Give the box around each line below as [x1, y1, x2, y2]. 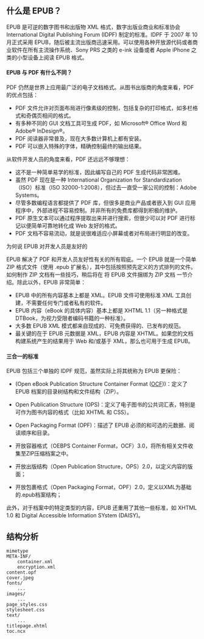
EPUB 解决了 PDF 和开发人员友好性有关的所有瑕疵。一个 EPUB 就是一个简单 [6, 256, 197, 263]
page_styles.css [6, 602, 47, 608]
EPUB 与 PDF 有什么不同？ [6, 69, 72, 76]
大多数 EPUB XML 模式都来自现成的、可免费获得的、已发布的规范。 [15, 322, 185, 330]
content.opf [6, 569, 37, 576]
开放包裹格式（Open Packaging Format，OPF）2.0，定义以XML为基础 [15, 484, 192, 491]
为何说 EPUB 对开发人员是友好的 [6, 243, 88, 250]
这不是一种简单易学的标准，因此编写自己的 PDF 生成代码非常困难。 [15, 169, 184, 176]
